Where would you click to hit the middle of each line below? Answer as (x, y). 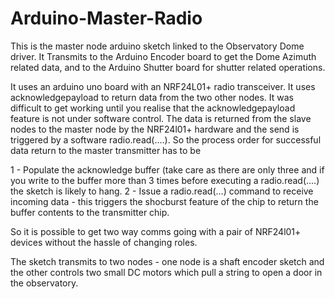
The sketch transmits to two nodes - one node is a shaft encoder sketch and (167, 261)
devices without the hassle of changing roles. (104, 242)
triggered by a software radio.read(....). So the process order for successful (166, 139)
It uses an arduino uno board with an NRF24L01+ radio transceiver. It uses (163, 86)
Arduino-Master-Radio (106, 18)
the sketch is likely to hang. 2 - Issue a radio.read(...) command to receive (162, 191)
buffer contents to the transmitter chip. (90, 212)
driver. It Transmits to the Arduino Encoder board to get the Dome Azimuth (163, 56)
